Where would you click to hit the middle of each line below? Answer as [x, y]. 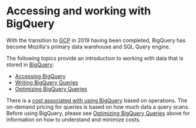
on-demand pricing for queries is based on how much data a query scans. [98, 106]
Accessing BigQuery [40, 76]
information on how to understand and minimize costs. [73, 119]
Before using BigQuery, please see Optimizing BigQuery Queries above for [98, 113]
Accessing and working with [79, 11]
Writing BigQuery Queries [46, 83]
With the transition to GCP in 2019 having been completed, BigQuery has [96, 40]
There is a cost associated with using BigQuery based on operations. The [97, 100]
